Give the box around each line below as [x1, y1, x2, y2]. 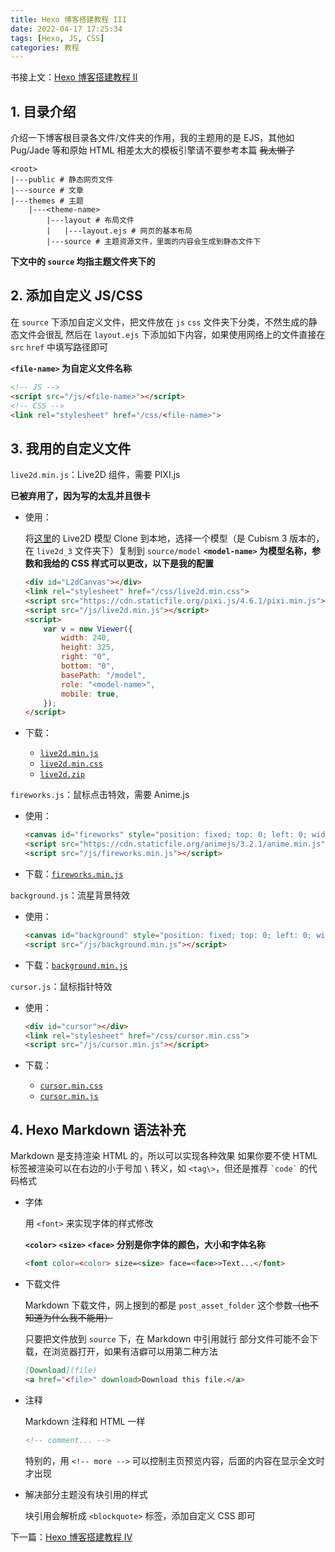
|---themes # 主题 [10, 196, 84, 206]
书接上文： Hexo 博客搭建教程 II [10, 71, 138, 83]
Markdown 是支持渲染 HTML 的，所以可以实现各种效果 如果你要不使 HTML [10, 1150, 318, 1162]
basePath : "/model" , [61, 670, 147, 680]
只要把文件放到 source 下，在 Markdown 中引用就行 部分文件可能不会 [24, 1333, 310, 1345]
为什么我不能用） [42, 1312, 113, 1323]
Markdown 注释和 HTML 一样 [24, 1415, 146, 1427]
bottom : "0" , [61, 661, 116, 671]
